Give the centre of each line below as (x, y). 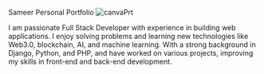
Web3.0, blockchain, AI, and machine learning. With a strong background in (132, 45)
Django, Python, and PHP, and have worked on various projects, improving (131, 53)
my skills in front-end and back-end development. (91, 61)
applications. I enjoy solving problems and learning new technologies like (128, 36)
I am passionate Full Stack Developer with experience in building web (122, 27)
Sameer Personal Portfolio (51, 12)
